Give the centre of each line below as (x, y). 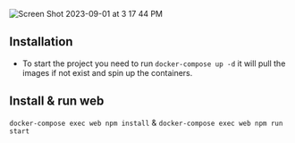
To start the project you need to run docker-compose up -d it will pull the (154, 63)
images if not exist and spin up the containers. (107, 72)
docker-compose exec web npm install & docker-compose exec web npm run (146, 122)
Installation (41, 42)
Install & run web (57, 101)
